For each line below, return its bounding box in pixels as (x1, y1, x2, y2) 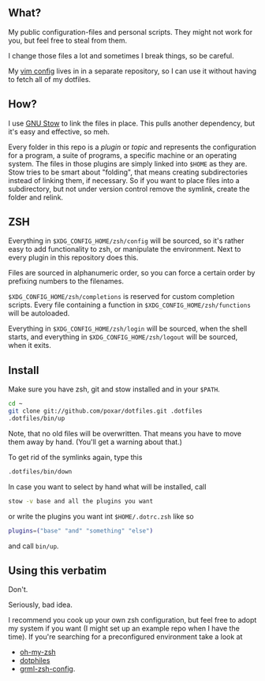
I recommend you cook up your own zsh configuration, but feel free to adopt (8, 616, 257, 625)
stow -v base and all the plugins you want (8, 497, 154, 505)
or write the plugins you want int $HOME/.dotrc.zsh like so (8, 511, 195, 521)
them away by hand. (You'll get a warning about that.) (8, 437, 183, 447)
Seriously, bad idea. (8, 600, 73, 610)
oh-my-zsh (19, 647, 57, 657)
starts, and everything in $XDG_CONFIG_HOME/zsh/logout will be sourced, (8, 332, 238, 342)
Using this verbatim (8, 563, 107, 577)
